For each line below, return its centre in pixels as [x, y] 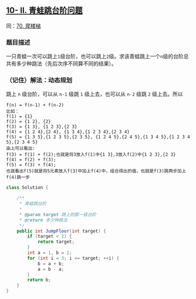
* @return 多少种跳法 [43, 220]
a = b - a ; [51, 269]
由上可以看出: [21, 148]
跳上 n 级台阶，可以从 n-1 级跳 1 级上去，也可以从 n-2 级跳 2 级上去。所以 [94, 94]
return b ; [39, 280]
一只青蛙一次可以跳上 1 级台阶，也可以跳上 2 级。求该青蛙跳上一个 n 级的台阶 [95, 56]
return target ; [56, 242]
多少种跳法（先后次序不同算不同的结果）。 [66, 64]
